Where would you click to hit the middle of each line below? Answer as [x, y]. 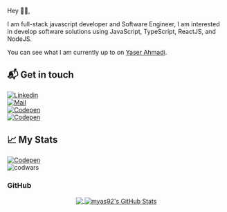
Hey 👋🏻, [19, 11]
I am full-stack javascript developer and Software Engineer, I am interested [113, 24]
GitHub [19, 185]
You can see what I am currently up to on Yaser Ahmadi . [87, 52]
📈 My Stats [33, 140]
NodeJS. [20, 39]
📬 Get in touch [40, 75]
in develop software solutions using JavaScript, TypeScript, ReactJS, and [112, 32]
